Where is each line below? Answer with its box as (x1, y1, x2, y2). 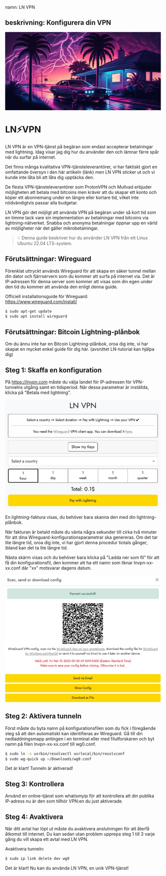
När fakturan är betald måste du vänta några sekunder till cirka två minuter (5, 529, 157, 535)
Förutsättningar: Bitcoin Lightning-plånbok (5, 327, 140, 336)
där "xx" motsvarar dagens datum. (21, 565, 92, 571)
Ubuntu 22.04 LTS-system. (17, 240, 73, 246)
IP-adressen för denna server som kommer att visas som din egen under (5, 278, 153, 284)
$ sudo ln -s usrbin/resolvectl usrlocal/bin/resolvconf (5, 751, 125, 756)
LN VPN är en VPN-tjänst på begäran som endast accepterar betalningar (5, 143, 153, 149)
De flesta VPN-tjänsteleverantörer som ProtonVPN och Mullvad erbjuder (5, 184, 152, 190)
